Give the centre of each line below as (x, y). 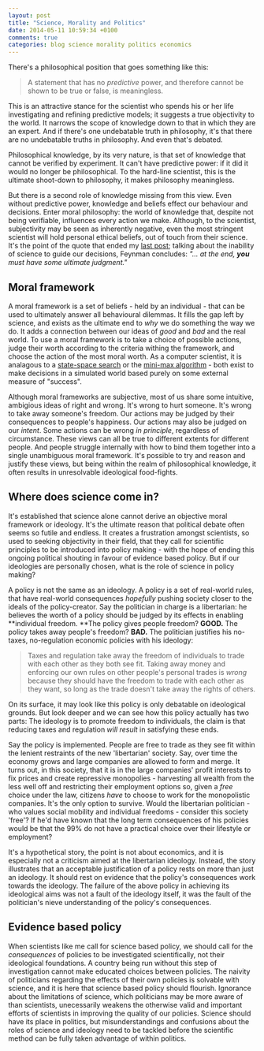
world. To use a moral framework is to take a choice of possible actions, (125, 339)
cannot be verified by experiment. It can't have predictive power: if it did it (128, 163)
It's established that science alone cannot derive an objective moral (118, 516)
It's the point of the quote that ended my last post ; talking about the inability (131, 246)
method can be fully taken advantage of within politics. (97, 1038)
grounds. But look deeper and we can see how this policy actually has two (129, 712)
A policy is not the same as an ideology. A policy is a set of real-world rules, (131, 590)
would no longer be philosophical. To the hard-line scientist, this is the (122, 172)
